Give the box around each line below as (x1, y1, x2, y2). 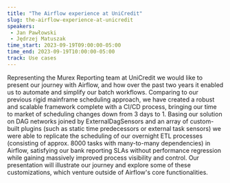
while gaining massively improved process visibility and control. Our (7, 154, 200, 162)
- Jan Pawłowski (10, 29, 57, 36)
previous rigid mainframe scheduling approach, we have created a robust (7, 95, 215, 103)
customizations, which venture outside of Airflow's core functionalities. (7, 168, 208, 176)
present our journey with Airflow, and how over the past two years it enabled (7, 80, 224, 89)
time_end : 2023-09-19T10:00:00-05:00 (7, 49, 115, 56)
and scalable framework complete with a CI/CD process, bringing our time (7, 102, 218, 110)
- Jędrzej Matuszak (10, 36, 67, 42)
